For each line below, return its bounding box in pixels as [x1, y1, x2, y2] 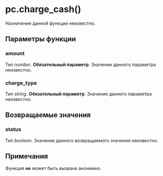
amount [5, 50, 25, 57]
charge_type [5, 79, 37, 86]
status [5, 126, 22, 133]
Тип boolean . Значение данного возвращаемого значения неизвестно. [5, 137, 158, 143]
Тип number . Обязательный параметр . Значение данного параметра [5, 62, 156, 68]
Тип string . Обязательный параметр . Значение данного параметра [5, 91, 152, 97]
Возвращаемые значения [5, 111, 91, 120]
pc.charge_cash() [5, 4, 81, 15]
